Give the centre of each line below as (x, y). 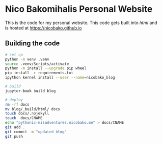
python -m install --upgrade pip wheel (46, 68)
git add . (15, 127)
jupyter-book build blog (30, 91)
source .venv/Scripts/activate (37, 64)
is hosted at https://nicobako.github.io (43, 28)
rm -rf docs (17, 104)
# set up (14, 55)
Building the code (32, 43)
